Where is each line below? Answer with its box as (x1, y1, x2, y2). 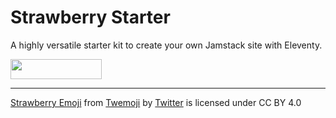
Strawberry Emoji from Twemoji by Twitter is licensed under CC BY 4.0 (10, 96, 302, 108)
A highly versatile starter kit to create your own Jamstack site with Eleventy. (10, 39, 323, 51)
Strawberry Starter (10, 6, 171, 29)
